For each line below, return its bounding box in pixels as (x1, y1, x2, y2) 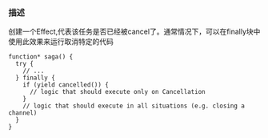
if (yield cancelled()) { (22, 81, 110, 89)
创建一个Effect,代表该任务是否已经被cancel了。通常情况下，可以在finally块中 (8, 26, 261, 37)
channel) (8, 109, 38, 117)
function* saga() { (8, 53, 74, 61)
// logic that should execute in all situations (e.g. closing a (22, 102, 246, 110)
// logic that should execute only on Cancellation (29, 88, 206, 96)
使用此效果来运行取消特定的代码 (8, 37, 114, 47)
